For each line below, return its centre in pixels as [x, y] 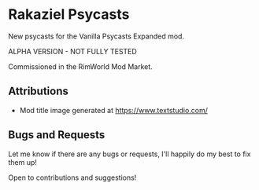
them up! [23, 162]
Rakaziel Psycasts [69, 15]
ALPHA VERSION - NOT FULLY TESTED [73, 51]
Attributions [39, 91]
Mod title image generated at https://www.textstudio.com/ [114, 110]
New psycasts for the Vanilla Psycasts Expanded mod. [96, 36]
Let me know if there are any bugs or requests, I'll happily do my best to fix [129, 154]
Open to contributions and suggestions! [72, 177]
